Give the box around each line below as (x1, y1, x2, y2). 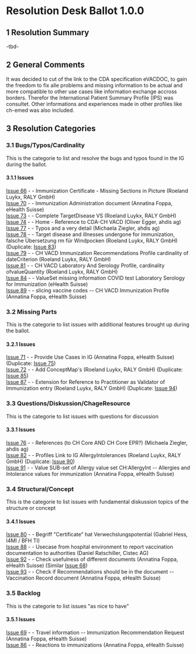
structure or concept (6, 505, 56, 511)
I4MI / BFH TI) (6, 537, 40, 544)
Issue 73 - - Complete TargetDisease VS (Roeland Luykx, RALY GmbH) (6, 212, 177, 219)
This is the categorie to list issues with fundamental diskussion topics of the (6, 498, 189, 505)
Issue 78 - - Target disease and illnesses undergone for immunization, (6, 230, 175, 238)
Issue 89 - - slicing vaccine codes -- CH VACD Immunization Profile (6, 287, 170, 294)
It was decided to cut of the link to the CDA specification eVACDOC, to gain (6, 75, 187, 83)
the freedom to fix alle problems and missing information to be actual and (6, 81, 183, 88)
